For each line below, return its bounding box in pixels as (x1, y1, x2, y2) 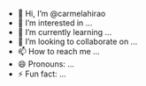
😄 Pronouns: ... (17, 59, 75, 69)
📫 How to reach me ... (17, 47, 100, 56)
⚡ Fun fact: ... (17, 68, 66, 79)
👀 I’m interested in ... (17, 18, 93, 28)
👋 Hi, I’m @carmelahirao (17, 9, 106, 18)
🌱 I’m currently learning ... (17, 27, 112, 37)
